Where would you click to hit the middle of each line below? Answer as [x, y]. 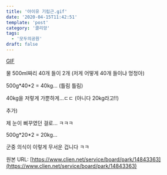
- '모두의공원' [27, 39]
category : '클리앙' [28, 28]
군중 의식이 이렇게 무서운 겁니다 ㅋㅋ [48, 147]
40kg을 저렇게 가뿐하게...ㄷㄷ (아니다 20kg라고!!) [63, 98]
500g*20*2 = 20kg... [32, 134]
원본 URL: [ [19, 159]
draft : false [22, 45]
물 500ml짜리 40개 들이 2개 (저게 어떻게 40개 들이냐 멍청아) [76, 73]
